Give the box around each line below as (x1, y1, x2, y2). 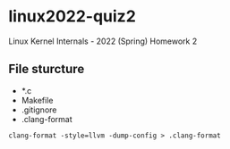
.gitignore (21, 104, 57, 115)
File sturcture (8, 62, 85, 77)
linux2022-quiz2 (8, 6, 136, 27)
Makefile (21, 95, 54, 105)
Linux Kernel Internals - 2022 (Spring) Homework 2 (8, 36, 198, 46)
